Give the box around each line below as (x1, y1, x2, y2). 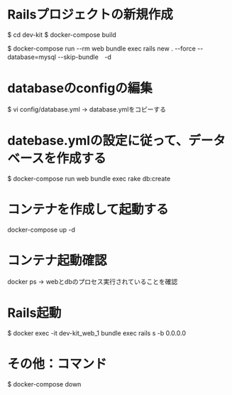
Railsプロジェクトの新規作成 (7, 6, 174, 23)
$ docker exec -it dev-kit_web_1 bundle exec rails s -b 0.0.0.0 (7, 328, 187, 337)
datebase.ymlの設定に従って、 (7, 133, 189, 149)
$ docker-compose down (7, 379, 82, 388)
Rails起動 (7, 305, 62, 320)
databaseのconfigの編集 (7, 80, 153, 97)
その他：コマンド (7, 356, 108, 372)
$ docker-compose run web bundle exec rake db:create (7, 174, 171, 183)
